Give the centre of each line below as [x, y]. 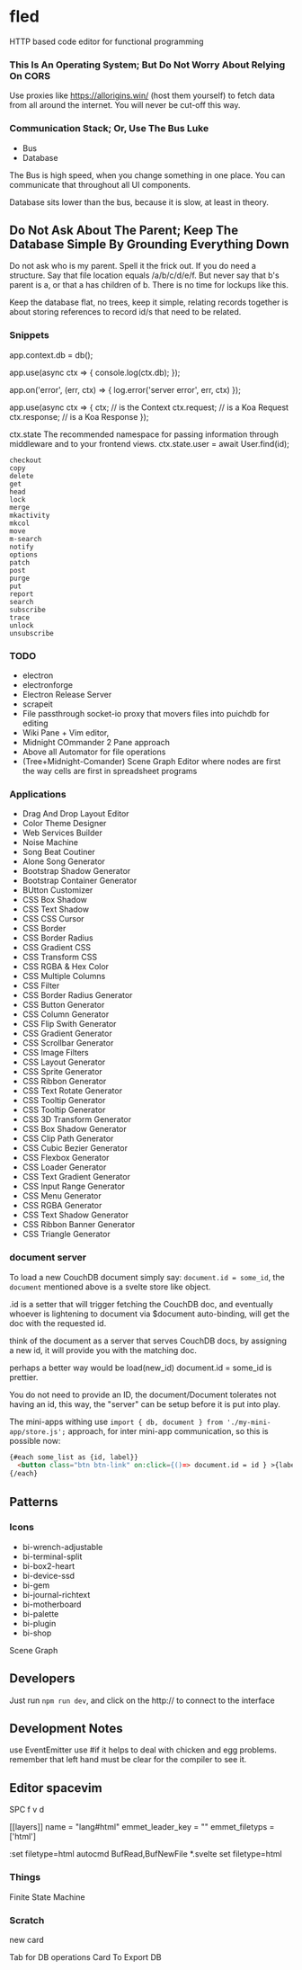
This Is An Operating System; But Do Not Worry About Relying [147, 65]
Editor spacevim [56, 1788]
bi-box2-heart [48, 1565]
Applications [38, 794]
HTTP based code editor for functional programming [107, 41]
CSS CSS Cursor [53, 919]
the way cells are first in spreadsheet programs [110, 771]
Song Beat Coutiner [59, 852]
